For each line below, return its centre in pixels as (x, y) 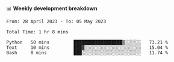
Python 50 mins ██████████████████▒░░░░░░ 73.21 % (87, 42)
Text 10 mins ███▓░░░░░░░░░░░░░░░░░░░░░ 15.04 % (87, 48)
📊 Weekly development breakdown (52, 8)
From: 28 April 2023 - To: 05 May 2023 (56, 21)
